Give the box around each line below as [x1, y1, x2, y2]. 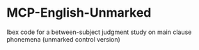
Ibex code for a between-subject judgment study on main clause [6, 28, 192, 36]
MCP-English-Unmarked [6, 5, 152, 21]
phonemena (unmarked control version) [6, 35, 121, 43]
